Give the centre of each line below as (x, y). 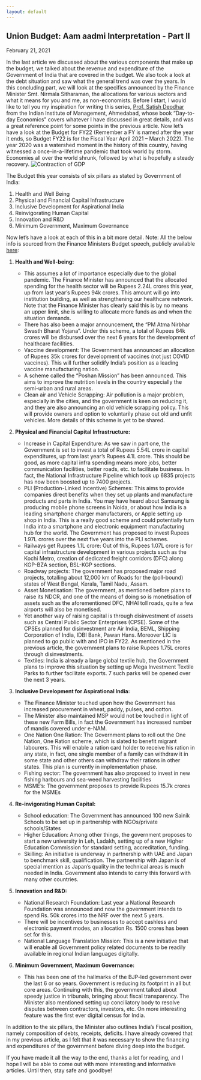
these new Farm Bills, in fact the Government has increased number (108, 722)
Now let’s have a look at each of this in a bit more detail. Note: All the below (99, 237)
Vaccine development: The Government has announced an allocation (109, 350)
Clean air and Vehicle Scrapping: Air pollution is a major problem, (104, 395)
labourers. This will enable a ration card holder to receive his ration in (109, 748)
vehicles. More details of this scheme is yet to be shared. (94, 420)
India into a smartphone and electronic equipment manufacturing (104, 527)
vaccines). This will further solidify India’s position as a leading (101, 363)
